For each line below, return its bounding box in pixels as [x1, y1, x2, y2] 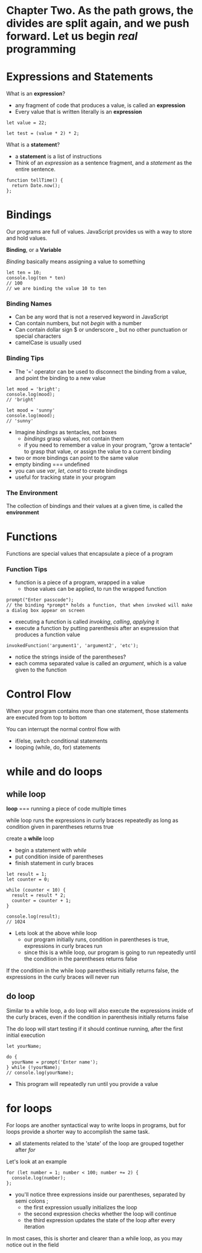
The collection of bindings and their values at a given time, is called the [6, 502, 183, 509]
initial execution [6, 1031, 45, 1039]
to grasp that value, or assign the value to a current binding [24, 447, 171, 455]
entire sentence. [14, 166, 56, 173]
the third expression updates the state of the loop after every [24, 1216, 175, 1223]
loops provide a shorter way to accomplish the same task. [6, 1128, 150, 1135]
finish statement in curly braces [14, 860, 94, 867]
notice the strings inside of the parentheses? [14, 653, 127, 660]
